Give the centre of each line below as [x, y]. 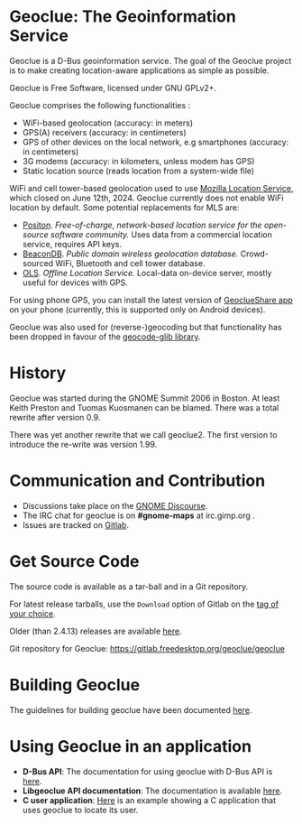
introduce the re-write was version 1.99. [83, 444]
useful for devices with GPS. [75, 282]
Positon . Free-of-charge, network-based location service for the [142, 225]
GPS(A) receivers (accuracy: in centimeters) [104, 132]
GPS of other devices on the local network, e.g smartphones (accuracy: [156, 142]
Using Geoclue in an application [131, 746]
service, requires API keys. [72, 244]
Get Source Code [74, 561]
